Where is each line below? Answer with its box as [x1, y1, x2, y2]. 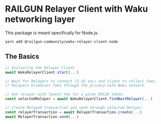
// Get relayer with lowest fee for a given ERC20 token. [5, 92, 125, 97]
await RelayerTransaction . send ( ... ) [5, 114, 79, 119]
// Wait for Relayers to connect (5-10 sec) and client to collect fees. [5, 79, 158, 84]
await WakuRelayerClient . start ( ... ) [5, 70, 79, 75]
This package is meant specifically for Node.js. [5, 30, 99, 35]
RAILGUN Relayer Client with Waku [5, 3, 148, 15]
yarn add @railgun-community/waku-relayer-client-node [5, 39, 118, 44]
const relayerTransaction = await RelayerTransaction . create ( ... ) [5, 109, 142, 115]
